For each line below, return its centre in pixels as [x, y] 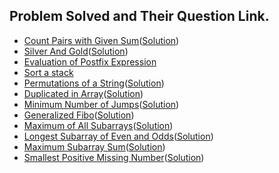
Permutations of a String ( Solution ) [94, 83]
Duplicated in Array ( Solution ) [83, 93]
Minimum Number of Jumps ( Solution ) [101, 104]
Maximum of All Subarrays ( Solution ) [98, 125]
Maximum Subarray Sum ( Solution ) [94, 146]
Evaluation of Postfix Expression [90, 61]
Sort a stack [48, 72]
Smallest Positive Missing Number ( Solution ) [114, 157]
